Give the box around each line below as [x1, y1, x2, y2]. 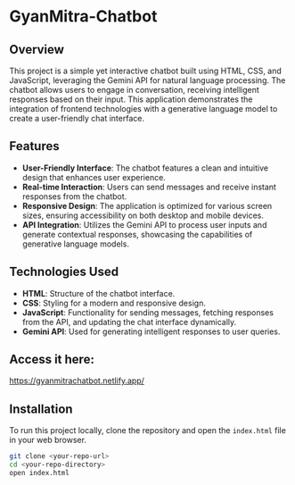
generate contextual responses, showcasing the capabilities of [21, 229, 253, 239]
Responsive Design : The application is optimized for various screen [21, 200, 273, 211]
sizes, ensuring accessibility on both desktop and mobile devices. [21, 210, 265, 221]
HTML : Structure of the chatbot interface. [21, 288, 176, 298]
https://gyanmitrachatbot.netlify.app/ [9, 375, 145, 386]
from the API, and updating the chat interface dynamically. [21, 316, 237, 327]
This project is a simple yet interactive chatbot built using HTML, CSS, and [9, 65, 283, 76]
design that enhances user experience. [21, 171, 167, 182]
